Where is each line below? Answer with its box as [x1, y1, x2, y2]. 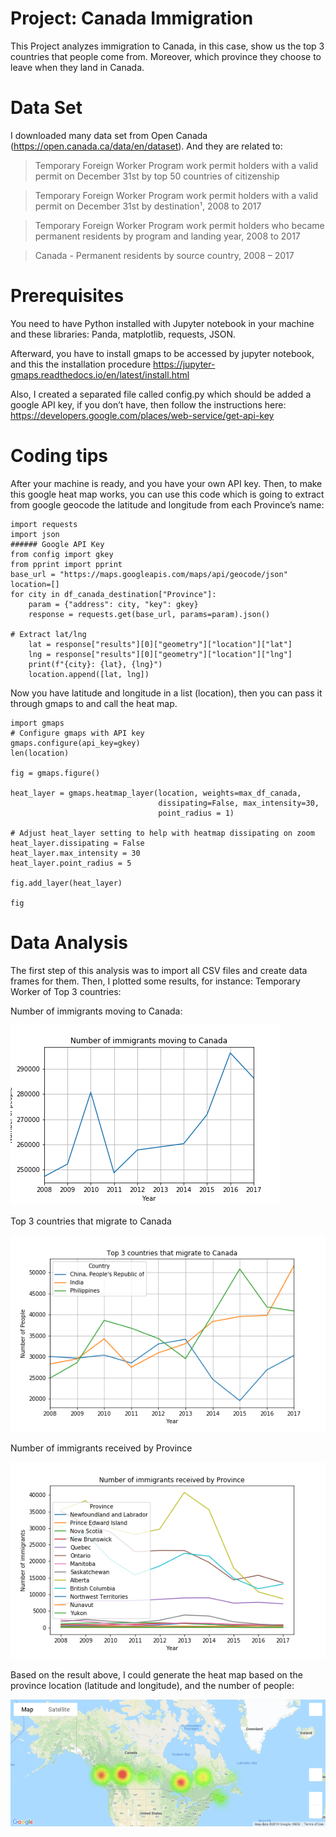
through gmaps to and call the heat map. [10, 697, 178, 709]
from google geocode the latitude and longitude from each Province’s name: [10, 498, 325, 511]
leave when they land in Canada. [10, 61, 145, 73]
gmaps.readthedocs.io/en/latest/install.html [10, 368, 190, 381]
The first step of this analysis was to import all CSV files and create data [10, 964, 308, 976]
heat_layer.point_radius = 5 [10, 858, 132, 868]
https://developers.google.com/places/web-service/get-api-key [10, 409, 275, 421]
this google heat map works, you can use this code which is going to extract [10, 488, 325, 500]
